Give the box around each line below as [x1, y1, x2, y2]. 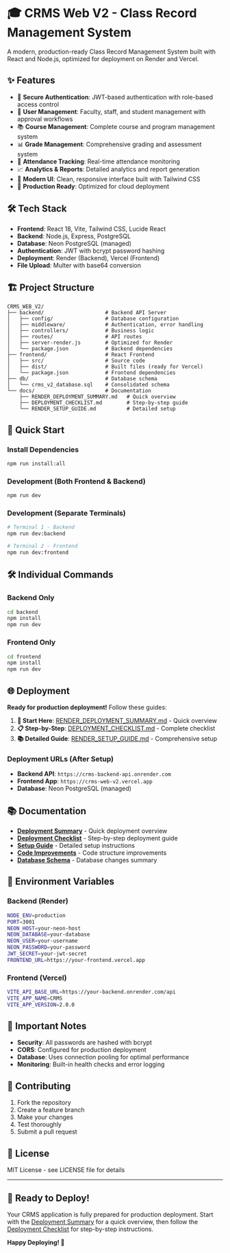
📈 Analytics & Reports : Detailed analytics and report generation [16, 165, 200, 173]
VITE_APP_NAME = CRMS [7, 995, 63, 1002]
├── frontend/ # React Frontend [7, 352, 155, 358]
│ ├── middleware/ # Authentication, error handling [7, 321, 204, 328]
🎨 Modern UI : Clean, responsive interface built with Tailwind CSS [16, 174, 201, 183]
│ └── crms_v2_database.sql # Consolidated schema [7, 382, 170, 389]
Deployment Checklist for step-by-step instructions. [7, 1225, 154, 1233]
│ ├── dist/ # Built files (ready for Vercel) [7, 363, 204, 371]
